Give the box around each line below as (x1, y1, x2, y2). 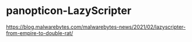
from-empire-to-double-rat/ (6, 29, 74, 36)
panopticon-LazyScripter (6, 4, 132, 17)
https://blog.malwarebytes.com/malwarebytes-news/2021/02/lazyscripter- (6, 23, 186, 30)
